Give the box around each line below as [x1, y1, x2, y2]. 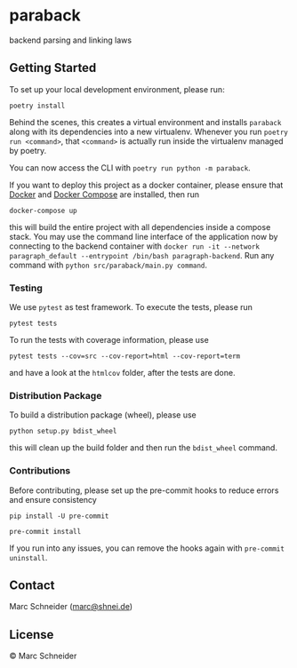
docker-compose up [9, 206, 77, 215]
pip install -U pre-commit [9, 512, 109, 521]
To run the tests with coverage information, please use [9, 335, 209, 346]
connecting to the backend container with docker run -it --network [9, 241, 261, 251]
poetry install [9, 101, 66, 110]
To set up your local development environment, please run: [9, 83, 225, 94]
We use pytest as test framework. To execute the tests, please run [9, 302, 253, 313]
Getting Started [9, 60, 97, 76]
